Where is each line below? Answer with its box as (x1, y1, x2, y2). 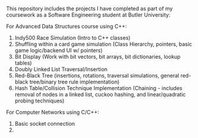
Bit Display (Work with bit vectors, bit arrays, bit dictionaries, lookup (14, 53, 181, 60)
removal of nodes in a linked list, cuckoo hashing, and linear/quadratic (14, 91, 186, 98)
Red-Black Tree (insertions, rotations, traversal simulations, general (14, 72, 180, 79)
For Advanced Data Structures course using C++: (6, 23, 127, 30)
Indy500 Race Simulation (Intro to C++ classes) (14, 34, 131, 41)
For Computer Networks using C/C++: (6, 109, 100, 115)
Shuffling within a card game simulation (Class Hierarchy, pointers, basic (14, 41, 193, 47)
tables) (14, 59, 32, 66)
